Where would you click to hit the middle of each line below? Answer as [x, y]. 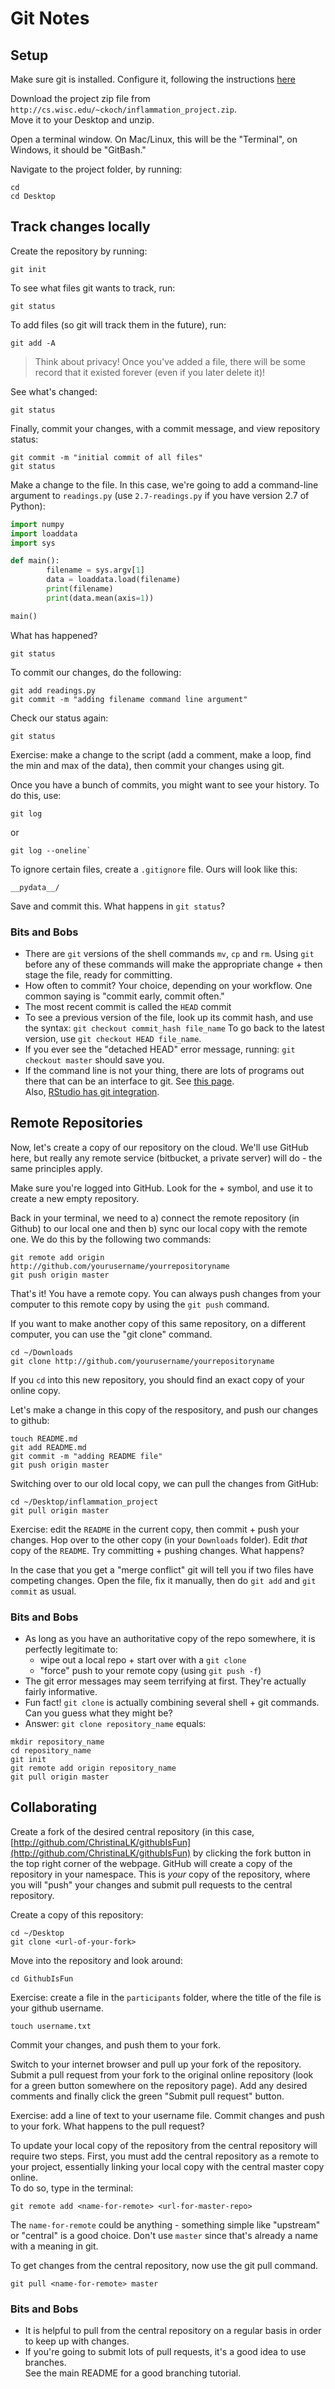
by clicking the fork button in [252, 1853]
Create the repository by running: [79, 251]
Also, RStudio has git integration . [92, 1091]
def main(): [35, 561]
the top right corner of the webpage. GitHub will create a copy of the [151, 1863]
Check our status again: [59, 718]
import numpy [37, 524]
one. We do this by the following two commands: [111, 1239]
